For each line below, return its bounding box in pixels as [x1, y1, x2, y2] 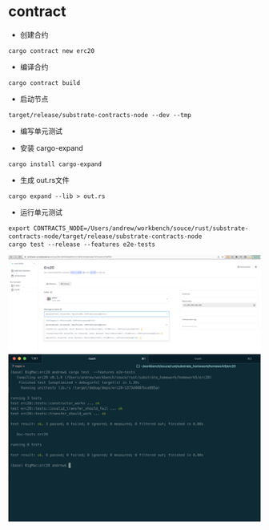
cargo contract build [8, 79, 81, 87]
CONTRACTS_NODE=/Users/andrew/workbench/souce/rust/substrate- [33, 224, 249, 233]
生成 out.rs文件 [19, 175, 70, 184]
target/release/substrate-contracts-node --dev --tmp [8, 111, 192, 119]
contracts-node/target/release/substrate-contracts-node [8, 232, 203, 241]
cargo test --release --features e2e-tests [8, 240, 156, 249]
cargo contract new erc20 [8, 47, 94, 55]
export [8, 224, 30, 233]
